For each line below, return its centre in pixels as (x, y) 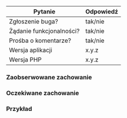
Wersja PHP (26, 60)
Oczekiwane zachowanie (43, 93)
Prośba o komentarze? (40, 41)
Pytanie (44, 11)
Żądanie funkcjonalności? (44, 31)
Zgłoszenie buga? (34, 21)
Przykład (19, 109)
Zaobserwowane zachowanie (49, 77)
